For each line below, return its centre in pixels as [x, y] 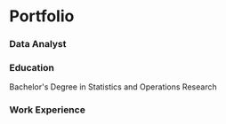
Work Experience [48, 110]
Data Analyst [38, 44]
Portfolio [42, 16]
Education [32, 68]
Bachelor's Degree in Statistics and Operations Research [113, 87]
